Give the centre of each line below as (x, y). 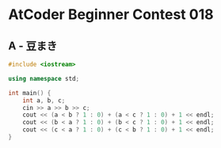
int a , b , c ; (44, 101)
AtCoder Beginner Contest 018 (111, 15)
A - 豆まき (33, 46)
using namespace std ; (44, 78)
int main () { (30, 93)
